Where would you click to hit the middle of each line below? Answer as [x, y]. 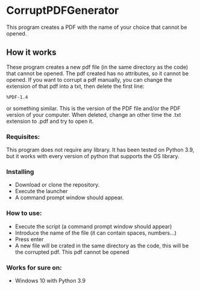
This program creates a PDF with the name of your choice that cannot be [97, 27]
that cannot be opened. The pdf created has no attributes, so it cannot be [97, 73]
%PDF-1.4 [17, 97]
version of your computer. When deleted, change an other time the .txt [94, 114]
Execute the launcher [41, 191]
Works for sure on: [34, 267]
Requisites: [23, 137]
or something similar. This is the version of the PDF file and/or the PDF [93, 108]
